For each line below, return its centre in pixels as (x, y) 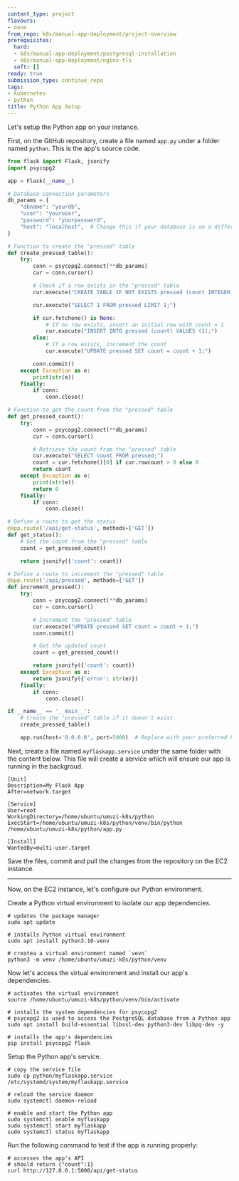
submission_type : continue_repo (55, 80)
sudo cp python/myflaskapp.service (60, 1076)
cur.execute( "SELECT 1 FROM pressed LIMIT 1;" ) (105, 305)
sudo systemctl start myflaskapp (57, 1125)
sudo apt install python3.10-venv (59, 941)
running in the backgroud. (45, 766)
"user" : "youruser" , (51, 214)
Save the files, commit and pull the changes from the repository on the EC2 (117, 861)
